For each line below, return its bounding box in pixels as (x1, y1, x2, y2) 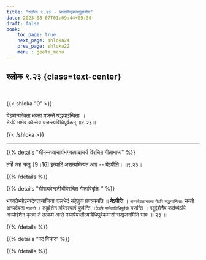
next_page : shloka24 (17, 37, 70, 44)
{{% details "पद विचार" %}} (6, 235, 71, 242)
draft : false (6, 20, 40, 26)
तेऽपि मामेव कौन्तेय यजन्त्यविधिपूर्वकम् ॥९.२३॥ (6, 118, 96, 126)
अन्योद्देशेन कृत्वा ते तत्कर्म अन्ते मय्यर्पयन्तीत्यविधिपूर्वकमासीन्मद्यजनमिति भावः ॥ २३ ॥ (6, 211, 167, 218)
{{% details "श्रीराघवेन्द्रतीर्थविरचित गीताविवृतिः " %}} (6, 185, 115, 192)
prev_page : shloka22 (17, 44, 70, 50)
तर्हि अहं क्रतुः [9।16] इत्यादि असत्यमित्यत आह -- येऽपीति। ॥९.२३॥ (6, 161, 142, 168)
